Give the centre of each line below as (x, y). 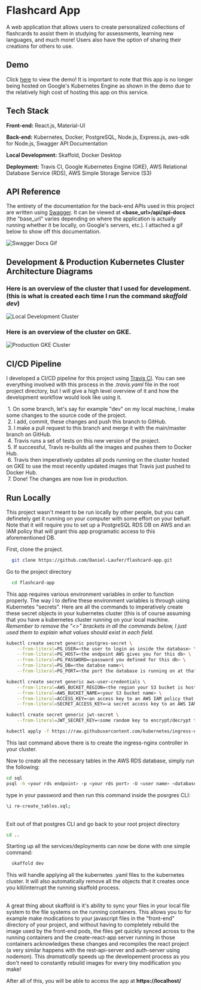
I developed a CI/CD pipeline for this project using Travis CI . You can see (96, 379)
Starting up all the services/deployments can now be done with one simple (98, 846)
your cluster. (22, 749)
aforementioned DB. (31, 537)
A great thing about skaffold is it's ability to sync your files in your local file (98, 906)
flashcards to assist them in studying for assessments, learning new (90, 33)
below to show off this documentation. (54, 232)
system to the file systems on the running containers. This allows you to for (99, 912)
